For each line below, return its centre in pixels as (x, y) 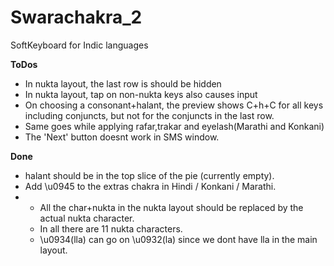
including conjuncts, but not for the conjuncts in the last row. (149, 115)
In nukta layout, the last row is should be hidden (123, 83)
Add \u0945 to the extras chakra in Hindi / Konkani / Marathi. (150, 186)
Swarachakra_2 (76, 17)
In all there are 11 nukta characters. (111, 228)
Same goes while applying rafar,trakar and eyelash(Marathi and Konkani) (174, 126)
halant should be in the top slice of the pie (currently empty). (149, 175)
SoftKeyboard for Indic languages (79, 45)
